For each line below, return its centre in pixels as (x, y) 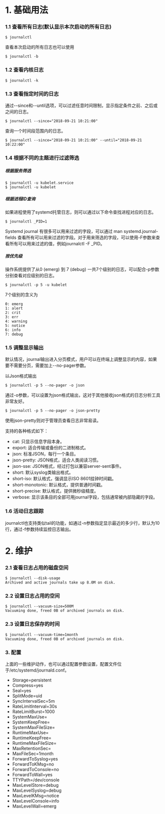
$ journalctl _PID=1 (26, 221)
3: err (12, 317)
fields (11, 237)
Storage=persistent (32, 680)
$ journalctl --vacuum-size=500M (39, 606)
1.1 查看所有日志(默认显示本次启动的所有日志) (58, 27)
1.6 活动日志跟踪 (24, 511)
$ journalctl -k (22, 80)
